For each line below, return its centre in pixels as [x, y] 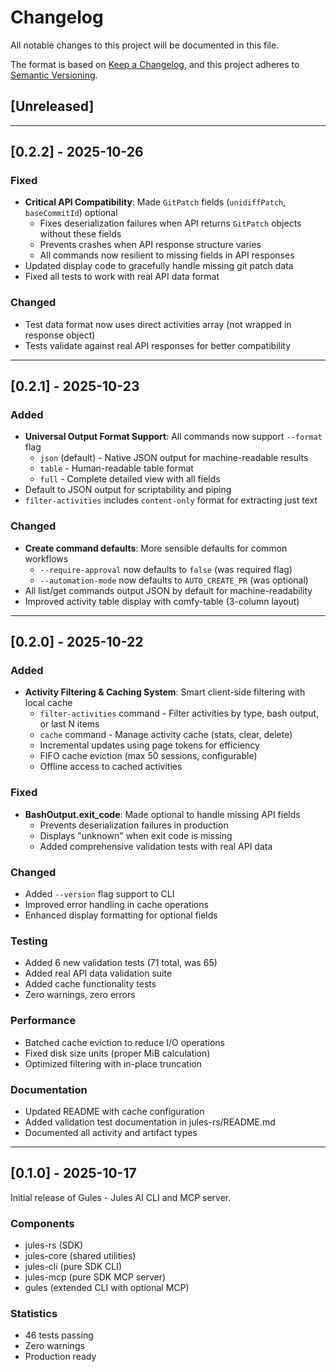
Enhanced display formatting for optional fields [121, 915]
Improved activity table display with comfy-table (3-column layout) [162, 601]
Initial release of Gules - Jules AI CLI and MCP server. [121, 1197]
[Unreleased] [52, 106]
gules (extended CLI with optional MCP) [107, 1287]
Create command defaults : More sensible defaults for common [156, 548]
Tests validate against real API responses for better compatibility [158, 345]
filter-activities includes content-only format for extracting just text [171, 500]
